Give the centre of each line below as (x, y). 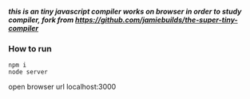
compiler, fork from (41, 20)
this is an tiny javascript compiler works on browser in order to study (125, 11)
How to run (30, 48)
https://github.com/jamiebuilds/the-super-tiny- (156, 20)
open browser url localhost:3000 (62, 87)
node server (28, 72)
